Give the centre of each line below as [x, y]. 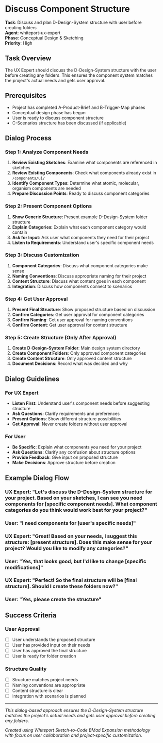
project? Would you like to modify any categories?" [67, 548]
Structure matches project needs [45, 679]
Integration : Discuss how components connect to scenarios [72, 286]
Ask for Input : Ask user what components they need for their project [81, 237]
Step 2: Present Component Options [49, 206]
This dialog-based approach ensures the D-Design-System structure [74, 710]
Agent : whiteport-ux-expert [33, 33]
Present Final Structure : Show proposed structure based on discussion [84, 310]
